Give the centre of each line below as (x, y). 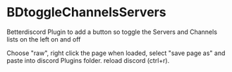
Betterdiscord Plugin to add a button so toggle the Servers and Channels (112, 32)
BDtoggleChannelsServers (86, 12)
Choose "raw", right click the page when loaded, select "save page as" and (116, 53)
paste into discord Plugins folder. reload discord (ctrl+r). (88, 60)
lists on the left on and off (44, 39)
